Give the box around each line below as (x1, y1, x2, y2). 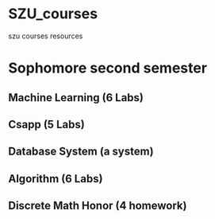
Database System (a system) (8, 145, 154, 158)
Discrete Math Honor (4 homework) (8, 199, 187, 213)
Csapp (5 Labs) (8, 117, 85, 131)
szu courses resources (8, 31, 83, 41)
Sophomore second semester (8, 59, 208, 77)
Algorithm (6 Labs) (8, 172, 103, 186)
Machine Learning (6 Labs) (8, 91, 144, 104)
